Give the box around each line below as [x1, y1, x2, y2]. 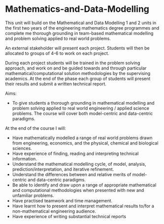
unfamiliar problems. [12, 192, 54, 198]
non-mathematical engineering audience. [12, 208, 97, 214]
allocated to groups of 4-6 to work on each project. [5, 50, 109, 56]
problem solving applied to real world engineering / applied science [12, 105, 149, 111]
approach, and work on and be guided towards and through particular [5, 65, 147, 71]
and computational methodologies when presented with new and [12, 187, 144, 193]
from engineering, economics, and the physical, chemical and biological [12, 140, 159, 146]
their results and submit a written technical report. [5, 80, 107, 87]
